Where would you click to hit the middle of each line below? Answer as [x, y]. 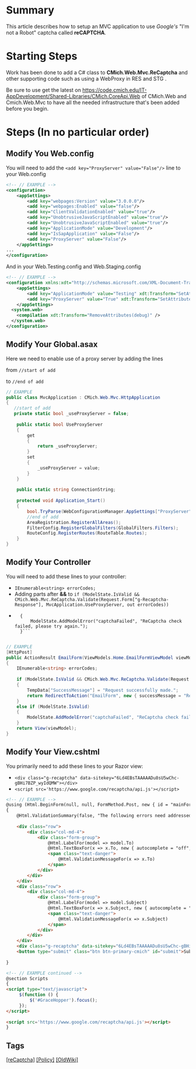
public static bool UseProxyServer [60, 425]
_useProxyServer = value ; [69, 468]
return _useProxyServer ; [67, 446]
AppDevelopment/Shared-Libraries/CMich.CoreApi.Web [73, 96]
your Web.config [26, 174]
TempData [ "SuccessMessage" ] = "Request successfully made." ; [103, 690]
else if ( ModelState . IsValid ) [53, 706]
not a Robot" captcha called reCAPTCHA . [56, 32]
